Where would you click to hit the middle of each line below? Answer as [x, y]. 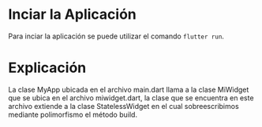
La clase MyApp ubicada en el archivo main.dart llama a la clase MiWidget [129, 89]
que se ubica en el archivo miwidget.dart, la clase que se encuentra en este [131, 98]
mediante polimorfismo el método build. [73, 114]
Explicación [47, 68]
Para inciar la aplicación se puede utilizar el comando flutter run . [116, 36]
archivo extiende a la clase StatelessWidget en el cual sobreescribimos [124, 106]
